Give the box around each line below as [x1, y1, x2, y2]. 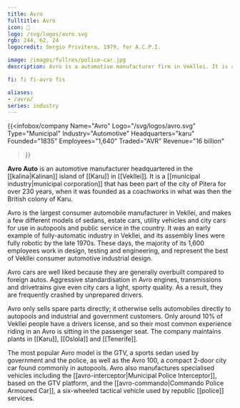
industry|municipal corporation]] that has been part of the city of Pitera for [7, 180, 226, 188]
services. [7, 394, 34, 403]
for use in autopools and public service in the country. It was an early [7, 224, 211, 233]
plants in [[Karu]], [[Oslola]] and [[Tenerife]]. [7, 335, 138, 343]
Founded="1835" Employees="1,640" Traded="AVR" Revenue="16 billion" [7, 137, 225, 146]
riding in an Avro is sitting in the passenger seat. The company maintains [7, 327, 221, 336]
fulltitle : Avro [7, 17, 56, 24]
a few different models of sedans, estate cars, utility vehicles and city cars [7, 216, 226, 225]
